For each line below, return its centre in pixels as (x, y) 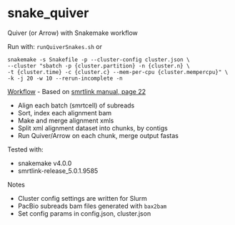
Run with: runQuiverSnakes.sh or (55, 46)
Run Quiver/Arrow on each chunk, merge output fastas (98, 135)
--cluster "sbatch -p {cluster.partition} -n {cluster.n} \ (99, 66)
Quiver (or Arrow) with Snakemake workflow (72, 33)
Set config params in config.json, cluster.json (84, 213)
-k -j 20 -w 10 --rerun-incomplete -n (65, 78)
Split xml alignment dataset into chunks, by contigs (92, 128)
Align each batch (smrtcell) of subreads (76, 105)
